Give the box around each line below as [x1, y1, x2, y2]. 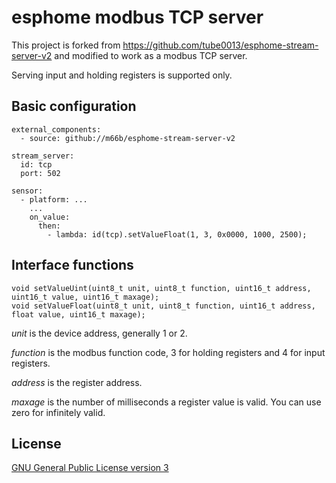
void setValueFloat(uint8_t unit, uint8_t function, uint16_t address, [11, 301, 316, 311]
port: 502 [20, 168, 61, 178]
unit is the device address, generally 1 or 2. [11, 327, 188, 339]
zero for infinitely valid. [11, 406, 106, 418]
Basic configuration [11, 98, 137, 115]
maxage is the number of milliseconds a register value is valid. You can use [11, 396, 322, 408]
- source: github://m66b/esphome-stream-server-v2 [20, 133, 236, 143]
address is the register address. [11, 376, 143, 388]
